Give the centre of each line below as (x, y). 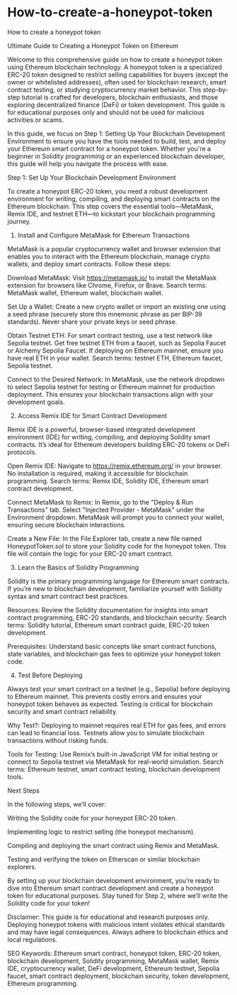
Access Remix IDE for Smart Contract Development (92, 415)
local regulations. (33, 939)
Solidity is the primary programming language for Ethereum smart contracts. (118, 581)
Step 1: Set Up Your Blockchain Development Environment (92, 177)
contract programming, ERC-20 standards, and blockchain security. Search (117, 617)
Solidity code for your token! (49, 903)
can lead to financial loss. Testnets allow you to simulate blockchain (106, 732)
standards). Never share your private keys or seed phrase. (92, 321)
